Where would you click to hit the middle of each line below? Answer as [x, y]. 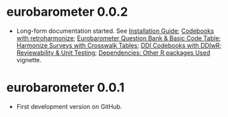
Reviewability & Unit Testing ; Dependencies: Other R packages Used [113, 53]
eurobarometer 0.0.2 [67, 12]
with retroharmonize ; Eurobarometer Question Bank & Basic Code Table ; [118, 38]
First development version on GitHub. [69, 106]
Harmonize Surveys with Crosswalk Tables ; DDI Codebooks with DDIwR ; [119, 45]
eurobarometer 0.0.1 [66, 88]
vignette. [29, 60]
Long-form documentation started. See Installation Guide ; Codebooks [115, 31]
